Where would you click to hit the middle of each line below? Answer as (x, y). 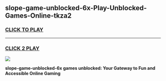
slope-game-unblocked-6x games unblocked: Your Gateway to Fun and (80, 68)
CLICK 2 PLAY (22, 48)
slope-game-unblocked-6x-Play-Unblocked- (76, 8)
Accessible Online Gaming (33, 73)
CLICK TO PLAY (24, 30)
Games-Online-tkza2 (38, 16)
